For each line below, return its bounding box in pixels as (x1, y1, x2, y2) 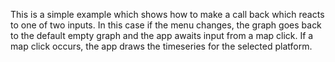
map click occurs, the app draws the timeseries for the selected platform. (10, 40, 313, 52)
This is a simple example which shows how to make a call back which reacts (10, 9, 325, 20)
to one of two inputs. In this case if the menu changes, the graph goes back (10, 19, 322, 31)
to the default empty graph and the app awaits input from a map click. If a (10, 30, 314, 41)
